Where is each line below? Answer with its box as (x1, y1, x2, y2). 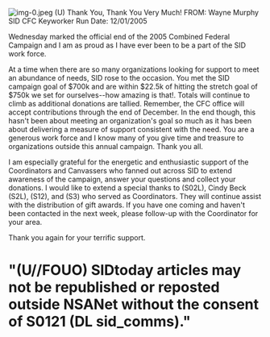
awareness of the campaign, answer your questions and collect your (8, 174, 236, 184)
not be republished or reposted (8, 278, 220, 297)
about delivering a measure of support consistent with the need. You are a (8, 125, 255, 134)
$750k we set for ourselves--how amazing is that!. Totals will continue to (8, 90, 251, 100)
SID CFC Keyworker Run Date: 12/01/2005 (8, 16, 147, 26)
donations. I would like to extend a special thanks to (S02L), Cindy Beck (8, 183, 247, 193)
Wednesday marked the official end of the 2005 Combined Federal (8, 32, 231, 41)
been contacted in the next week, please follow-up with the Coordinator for (8, 209, 259, 218)
